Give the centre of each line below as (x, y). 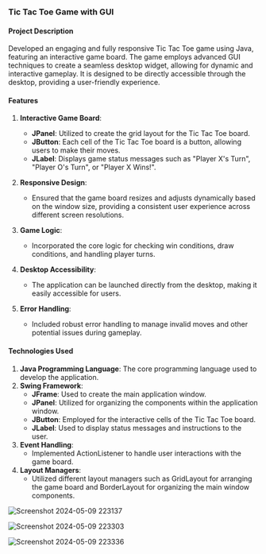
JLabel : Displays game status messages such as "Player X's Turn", (141, 159)
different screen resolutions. (78, 215)
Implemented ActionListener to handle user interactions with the (137, 453)
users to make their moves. (76, 150)
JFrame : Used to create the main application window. (119, 394)
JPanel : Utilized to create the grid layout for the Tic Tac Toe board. (141, 134)
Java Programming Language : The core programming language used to (138, 369)
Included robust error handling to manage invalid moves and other (140, 324)
